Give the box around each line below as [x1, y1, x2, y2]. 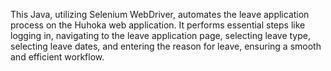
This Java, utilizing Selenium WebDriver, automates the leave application [10, 9, 310, 20]
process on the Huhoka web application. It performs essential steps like [10, 19, 306, 31]
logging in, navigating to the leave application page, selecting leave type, [10, 30, 311, 41]
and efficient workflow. [10, 51, 105, 63]
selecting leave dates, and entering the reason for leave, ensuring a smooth [10, 40, 322, 52]
